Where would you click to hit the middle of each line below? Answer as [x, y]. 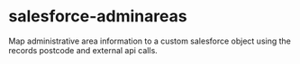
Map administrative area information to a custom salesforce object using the [150, 41]
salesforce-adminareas [98, 16]
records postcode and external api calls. [83, 50]
